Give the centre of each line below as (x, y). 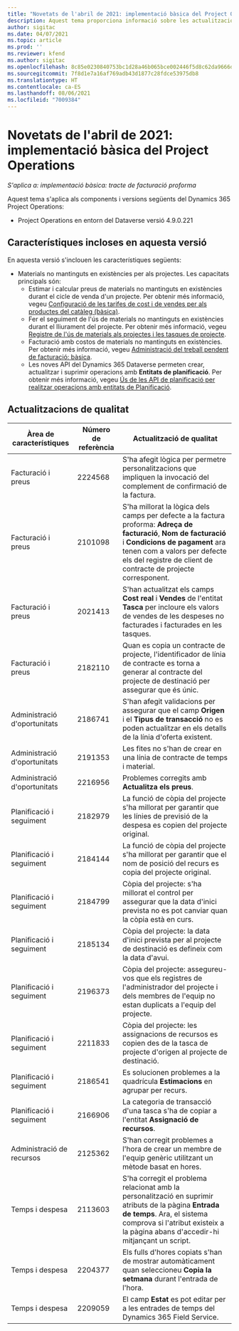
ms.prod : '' (25, 47)
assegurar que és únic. (160, 690)
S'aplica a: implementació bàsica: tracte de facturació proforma (102, 185)
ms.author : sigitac (36, 60)
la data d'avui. (145, 957)
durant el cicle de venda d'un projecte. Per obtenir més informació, (126, 296)
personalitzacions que (159, 468)
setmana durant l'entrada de (170, 1278)
